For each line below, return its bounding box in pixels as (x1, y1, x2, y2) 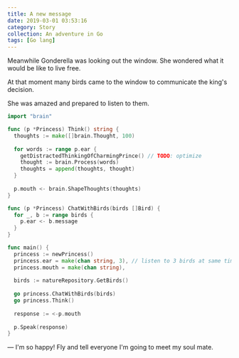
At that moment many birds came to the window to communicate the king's (7, 78, 228, 86)
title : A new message (7, 10, 72, 18)
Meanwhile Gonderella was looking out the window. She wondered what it (7, 56, 224, 65)
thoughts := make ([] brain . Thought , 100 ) (14, 132, 135, 139)
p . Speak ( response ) (14, 323, 69, 331)
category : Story (7, 23, 55, 31)
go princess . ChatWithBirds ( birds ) (14, 290, 116, 298)
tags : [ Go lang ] (7, 37, 55, 44)
